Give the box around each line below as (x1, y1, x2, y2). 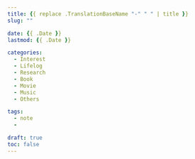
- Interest (13, 56, 46, 63)
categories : (7, 49, 43, 57)
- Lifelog (13, 62, 43, 70)
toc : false (7, 141, 40, 148)
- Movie (13, 82, 37, 89)
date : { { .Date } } (7, 30, 62, 37)
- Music (13, 89, 37, 96)
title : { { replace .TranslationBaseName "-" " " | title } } (7, 10, 189, 18)
